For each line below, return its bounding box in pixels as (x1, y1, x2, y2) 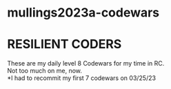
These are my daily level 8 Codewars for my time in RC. (7, 59, 165, 68)
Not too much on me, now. (7, 67, 83, 75)
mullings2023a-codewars (7, 5, 160, 21)
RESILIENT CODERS (7, 37, 122, 52)
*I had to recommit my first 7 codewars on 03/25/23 (7, 74, 157, 82)
